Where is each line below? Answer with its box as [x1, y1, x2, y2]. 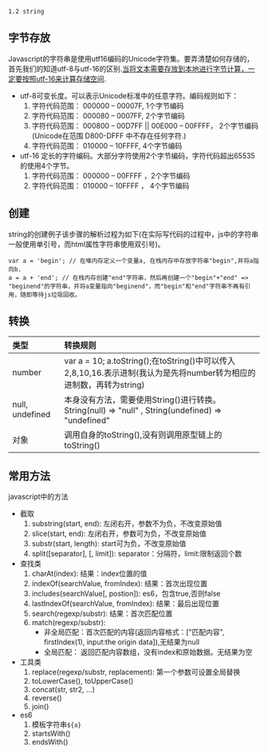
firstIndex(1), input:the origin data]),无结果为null [43, 637, 200, 647]
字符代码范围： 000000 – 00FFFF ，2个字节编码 [31, 170, 191, 180]
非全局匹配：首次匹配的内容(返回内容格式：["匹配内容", [43, 628, 225, 637]
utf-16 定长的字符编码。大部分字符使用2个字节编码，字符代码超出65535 [19, 150, 255, 160]
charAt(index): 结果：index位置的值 [31, 568, 148, 579]
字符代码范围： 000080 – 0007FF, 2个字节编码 [31, 110, 185, 120]
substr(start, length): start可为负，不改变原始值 [31, 539, 187, 549]
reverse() [31, 693, 62, 703]
